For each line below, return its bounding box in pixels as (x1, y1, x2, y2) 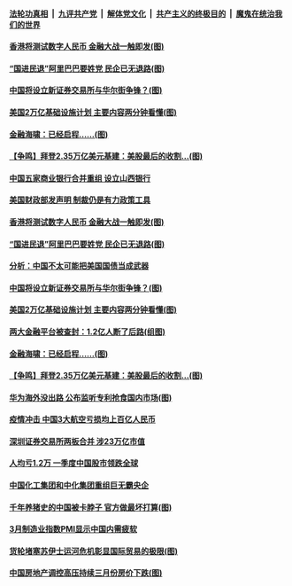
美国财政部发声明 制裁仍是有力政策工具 (9, 195, 151, 206)
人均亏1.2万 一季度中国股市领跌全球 (9, 457, 139, 469)
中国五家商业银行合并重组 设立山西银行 (9, 173, 151, 184)
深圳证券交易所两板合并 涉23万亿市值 (9, 435, 146, 447)
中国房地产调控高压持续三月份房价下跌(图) (9, 567, 163, 578)
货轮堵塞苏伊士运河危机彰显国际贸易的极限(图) (9, 545, 179, 556)
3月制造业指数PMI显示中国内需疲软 (9, 524, 138, 535)
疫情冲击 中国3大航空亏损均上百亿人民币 (9, 414, 157, 425)
